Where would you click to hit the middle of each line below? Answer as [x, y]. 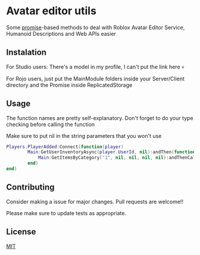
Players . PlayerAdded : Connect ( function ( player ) [65, 147]
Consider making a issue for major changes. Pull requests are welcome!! [95, 202]
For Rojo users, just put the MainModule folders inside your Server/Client [95, 78]
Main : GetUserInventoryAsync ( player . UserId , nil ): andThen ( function [112, 152]
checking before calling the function [51, 124]
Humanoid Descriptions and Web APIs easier [61, 33]
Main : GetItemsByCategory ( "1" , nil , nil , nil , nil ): [103, 158]
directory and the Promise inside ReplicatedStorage [69, 85]
